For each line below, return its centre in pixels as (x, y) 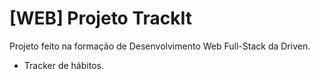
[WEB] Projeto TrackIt (101, 18)
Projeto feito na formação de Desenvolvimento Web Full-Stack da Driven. (160, 46)
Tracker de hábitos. (63, 65)
